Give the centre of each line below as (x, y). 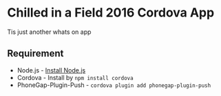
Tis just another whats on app (49, 32)
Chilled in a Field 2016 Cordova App (111, 13)
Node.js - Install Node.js (51, 70)
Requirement (35, 54)
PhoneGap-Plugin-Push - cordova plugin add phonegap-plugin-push (114, 85)
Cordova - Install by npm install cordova (75, 77)
